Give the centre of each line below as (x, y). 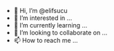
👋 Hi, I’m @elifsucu (40, 11)
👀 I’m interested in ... (43, 18)
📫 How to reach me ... (46, 40)
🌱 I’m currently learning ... (50, 25)
